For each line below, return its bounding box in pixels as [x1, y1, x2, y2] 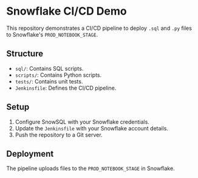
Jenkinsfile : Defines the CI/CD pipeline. [15, 84, 117, 91]
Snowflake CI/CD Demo [6, 4, 127, 18]
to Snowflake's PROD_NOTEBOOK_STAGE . [6, 30, 98, 38]
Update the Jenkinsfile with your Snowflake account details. [15, 124, 169, 132]
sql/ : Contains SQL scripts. [15, 65, 84, 72]
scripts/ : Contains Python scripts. [15, 71, 102, 79]
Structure [6, 49, 44, 59]
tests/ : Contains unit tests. [15, 77, 83, 85]
